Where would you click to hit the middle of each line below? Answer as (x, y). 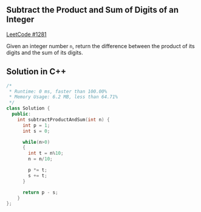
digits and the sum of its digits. (45, 52)
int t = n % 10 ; (46, 154)
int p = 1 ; (36, 125)
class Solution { (28, 108)
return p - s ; (40, 192)
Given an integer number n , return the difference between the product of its (101, 46)
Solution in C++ (36, 72)
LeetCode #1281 (26, 34)
